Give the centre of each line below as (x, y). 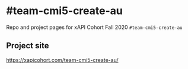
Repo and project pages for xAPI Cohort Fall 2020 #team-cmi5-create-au (94, 27)
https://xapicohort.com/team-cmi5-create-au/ (62, 60)
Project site (28, 46)
